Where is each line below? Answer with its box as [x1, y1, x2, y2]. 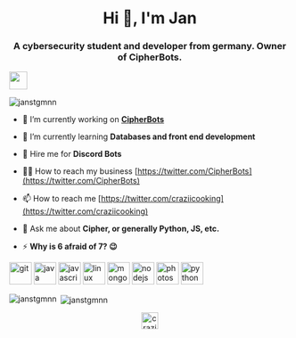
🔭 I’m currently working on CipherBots [21, 114, 165, 125]
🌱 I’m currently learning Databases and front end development [21, 131, 256, 142]
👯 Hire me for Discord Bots [21, 149, 122, 160]
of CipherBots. [117, 51, 183, 63]
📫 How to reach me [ [21, 194, 102, 204]
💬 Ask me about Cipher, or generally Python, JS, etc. [21, 223, 220, 235]
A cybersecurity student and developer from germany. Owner [12, 40, 287, 53]
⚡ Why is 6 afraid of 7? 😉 [21, 241, 118, 252]
